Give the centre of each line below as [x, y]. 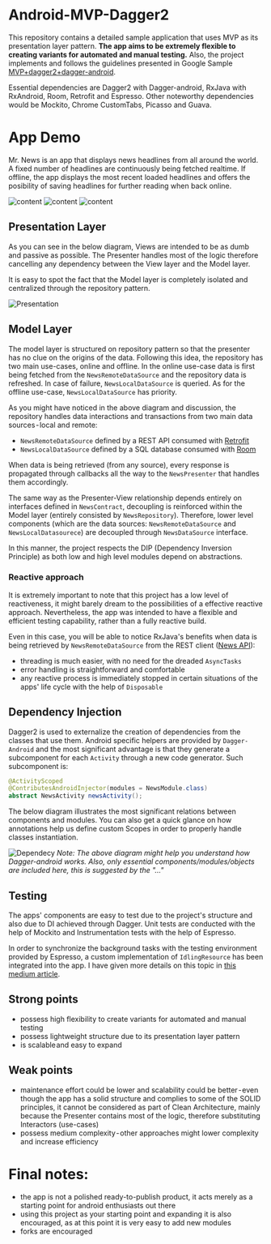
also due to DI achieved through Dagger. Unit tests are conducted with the [132, 924]
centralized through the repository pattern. [80, 288]
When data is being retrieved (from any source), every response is [119, 464]
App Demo [44, 137]
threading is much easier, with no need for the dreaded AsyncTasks [131, 660]
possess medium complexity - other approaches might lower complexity [139, 1133]
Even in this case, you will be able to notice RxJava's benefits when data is [133, 636]
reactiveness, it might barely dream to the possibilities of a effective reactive [135, 603]
